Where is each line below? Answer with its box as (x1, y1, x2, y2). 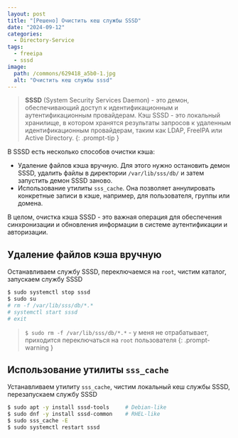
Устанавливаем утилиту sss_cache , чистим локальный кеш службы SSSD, (7, 383, 231, 391)
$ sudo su (7, 296, 37, 303)
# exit (7, 315, 27, 322)
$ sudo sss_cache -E (7, 417, 69, 424)
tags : (7, 43, 23, 50)
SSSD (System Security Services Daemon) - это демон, (24, 96, 190, 105)
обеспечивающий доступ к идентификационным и (24, 104, 179, 112)
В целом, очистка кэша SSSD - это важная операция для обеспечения (7, 213, 222, 221)
